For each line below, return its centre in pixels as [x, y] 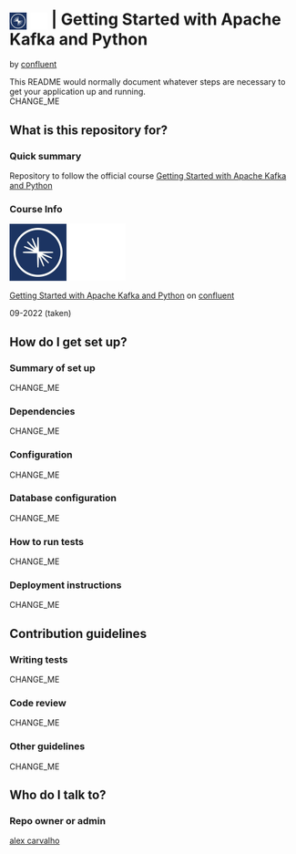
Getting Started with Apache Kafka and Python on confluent [122, 295]
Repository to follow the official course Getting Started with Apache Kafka [148, 175]
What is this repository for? [89, 130]
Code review [38, 704]
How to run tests [47, 541]
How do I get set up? [68, 342]
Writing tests [39, 659]
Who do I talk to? [58, 795]
